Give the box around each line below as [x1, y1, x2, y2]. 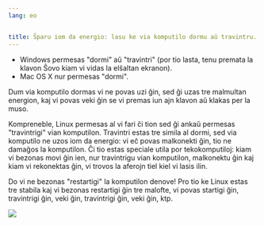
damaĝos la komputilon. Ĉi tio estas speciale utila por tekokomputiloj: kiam [8, 144, 252, 154]
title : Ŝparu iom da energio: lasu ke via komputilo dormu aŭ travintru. [8, 33, 258, 40]
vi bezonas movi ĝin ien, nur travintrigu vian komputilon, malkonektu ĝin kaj [8, 152, 254, 163]
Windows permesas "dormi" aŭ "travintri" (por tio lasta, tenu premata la [19, 55, 254, 64]
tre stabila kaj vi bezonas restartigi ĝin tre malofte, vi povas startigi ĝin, [8, 185, 239, 194]
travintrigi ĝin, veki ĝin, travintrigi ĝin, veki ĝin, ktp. [8, 193, 173, 203]
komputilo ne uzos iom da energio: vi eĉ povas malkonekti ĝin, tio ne [8, 136, 232, 145]
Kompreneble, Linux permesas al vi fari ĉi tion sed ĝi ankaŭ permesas [8, 119, 235, 128]
